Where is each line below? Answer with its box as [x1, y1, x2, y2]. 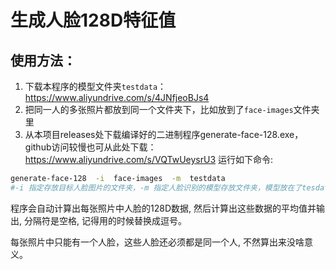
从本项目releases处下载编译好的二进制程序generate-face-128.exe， [24, 129, 304, 140]
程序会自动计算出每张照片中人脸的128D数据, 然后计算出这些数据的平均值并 [10, 202, 317, 214]
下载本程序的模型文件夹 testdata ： [24, 81, 167, 92]
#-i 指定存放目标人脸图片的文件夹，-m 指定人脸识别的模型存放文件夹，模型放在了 [10, 182, 303, 193]
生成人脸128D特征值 [10, 9, 177, 32]
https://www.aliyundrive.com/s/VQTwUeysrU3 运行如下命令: [24, 154, 274, 165]
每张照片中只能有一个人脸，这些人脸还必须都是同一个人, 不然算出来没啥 [10, 236, 305, 248]
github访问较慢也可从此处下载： [24, 141, 157, 153]
